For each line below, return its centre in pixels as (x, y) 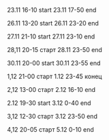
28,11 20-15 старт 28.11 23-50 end (54, 50)
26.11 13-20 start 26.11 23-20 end (53, 23)
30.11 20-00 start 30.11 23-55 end (54, 63)
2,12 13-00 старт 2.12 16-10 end (51, 90)
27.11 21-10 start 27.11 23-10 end (51, 36)
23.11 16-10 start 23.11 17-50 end (52, 10)
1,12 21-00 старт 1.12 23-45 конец (54, 76)
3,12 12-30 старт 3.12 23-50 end (52, 116)
